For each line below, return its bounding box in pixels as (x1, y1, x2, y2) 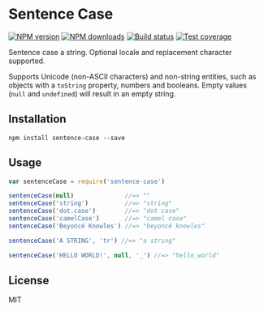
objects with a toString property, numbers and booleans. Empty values (8, 80, 248, 90)
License (8, 273, 50, 288)
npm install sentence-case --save (8, 134, 126, 142)
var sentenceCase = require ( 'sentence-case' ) (8, 177, 165, 185)
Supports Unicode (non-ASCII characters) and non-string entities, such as (8, 71, 257, 81)
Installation (8, 113, 67, 126)
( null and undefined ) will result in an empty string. (8, 88, 176, 98)
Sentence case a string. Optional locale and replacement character (8, 47, 232, 57)
